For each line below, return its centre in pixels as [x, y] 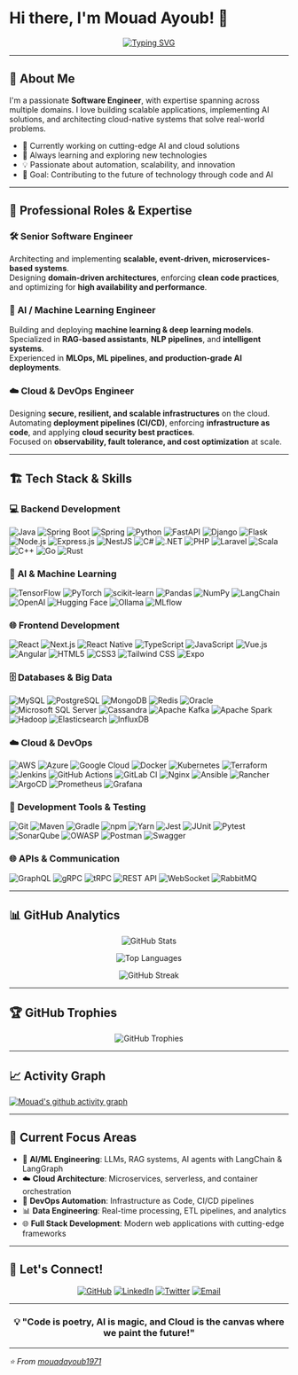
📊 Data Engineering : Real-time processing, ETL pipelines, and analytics [154, 1210]
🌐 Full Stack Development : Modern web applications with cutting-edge [153, 1223]
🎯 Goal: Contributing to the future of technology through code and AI [147, 174]
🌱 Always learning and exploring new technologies [114, 155]
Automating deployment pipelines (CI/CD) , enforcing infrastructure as [140, 423]
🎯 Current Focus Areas [73, 1138]
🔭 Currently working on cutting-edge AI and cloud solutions [131, 145]
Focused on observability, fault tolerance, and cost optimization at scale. [145, 441]
